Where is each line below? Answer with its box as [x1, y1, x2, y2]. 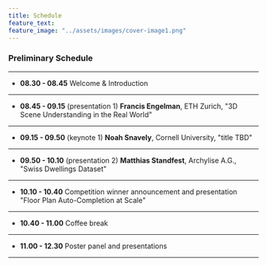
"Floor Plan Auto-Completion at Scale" [19, 195, 146, 205]
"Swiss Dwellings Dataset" [19, 164, 107, 174]
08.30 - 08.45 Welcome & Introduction [19, 78, 149, 88]
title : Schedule [8, 11, 62, 20]
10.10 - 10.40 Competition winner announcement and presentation [19, 186, 238, 196]
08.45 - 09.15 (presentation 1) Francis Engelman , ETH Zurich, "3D [19, 101, 238, 111]
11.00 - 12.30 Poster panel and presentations [19, 241, 168, 251]
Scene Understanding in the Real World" [19, 109, 153, 119]
